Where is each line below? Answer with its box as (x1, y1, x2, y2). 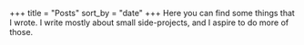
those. (9, 27, 34, 37)
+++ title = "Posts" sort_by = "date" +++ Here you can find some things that (9, 8, 296, 18)
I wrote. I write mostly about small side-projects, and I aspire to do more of (9, 17, 289, 28)
